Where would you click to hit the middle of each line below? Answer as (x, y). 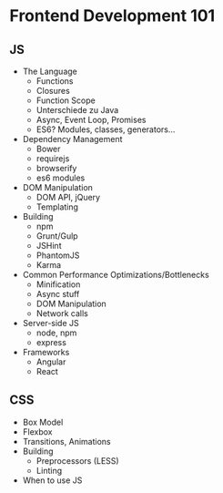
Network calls (62, 313)
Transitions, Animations (66, 441)
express (51, 342)
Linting (49, 470)
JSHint (49, 246)
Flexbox (37, 431)
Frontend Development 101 (112, 16)
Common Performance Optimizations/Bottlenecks (116, 275)
